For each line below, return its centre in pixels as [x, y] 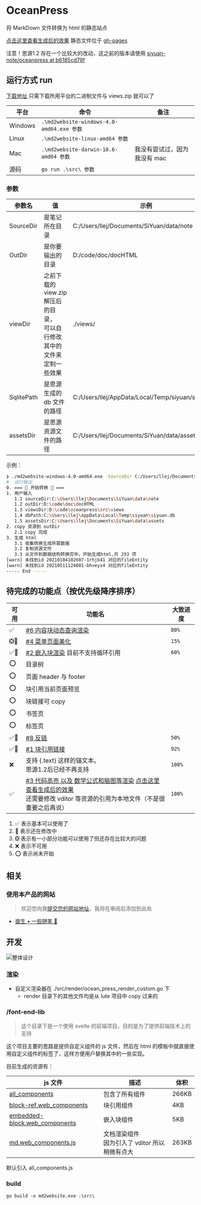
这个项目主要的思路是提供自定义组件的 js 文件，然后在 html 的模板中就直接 [98, 1046]
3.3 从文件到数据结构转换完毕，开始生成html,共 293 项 [75, 554]
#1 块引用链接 [46, 749]
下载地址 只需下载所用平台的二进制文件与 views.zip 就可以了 [80, 96]
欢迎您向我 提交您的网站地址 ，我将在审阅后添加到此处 [86, 909]
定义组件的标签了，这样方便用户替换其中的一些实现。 [82, 1054]
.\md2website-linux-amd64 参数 [85, 139]
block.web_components [43, 1123]
